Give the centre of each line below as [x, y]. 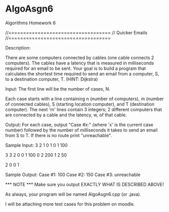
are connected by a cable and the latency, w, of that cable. [66, 115]
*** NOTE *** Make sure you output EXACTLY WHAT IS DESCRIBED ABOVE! [84, 184]
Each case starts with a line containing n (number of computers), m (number [84, 99]
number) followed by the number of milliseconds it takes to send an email [81, 130]
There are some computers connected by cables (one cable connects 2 [80, 57]
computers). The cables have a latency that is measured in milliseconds [80, 63]
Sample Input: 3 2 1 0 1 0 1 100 [37, 145]
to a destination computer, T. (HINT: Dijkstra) [52, 79]
